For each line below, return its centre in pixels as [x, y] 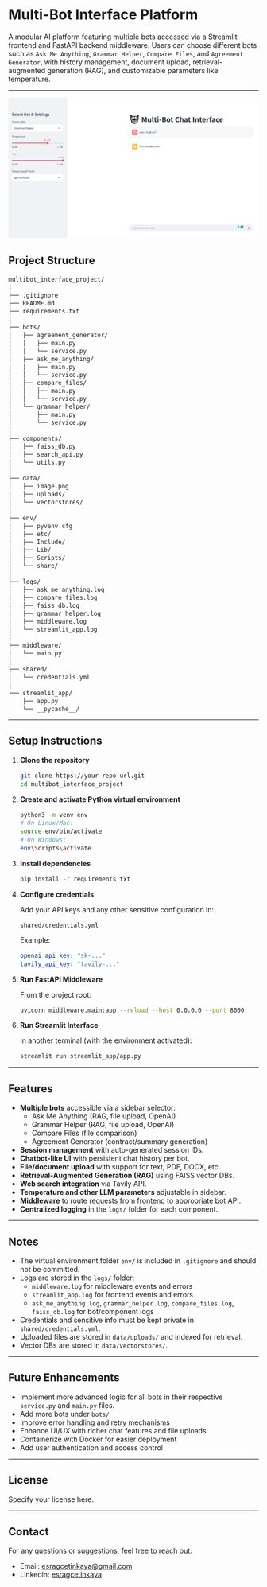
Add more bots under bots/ [64, 1414]
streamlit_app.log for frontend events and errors [112, 1294]
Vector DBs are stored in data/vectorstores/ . [94, 1345]
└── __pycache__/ [51, 710]
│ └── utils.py [37, 463]
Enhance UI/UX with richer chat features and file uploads [113, 1430]
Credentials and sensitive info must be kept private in [107, 1320]
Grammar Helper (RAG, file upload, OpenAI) [103, 1125]
